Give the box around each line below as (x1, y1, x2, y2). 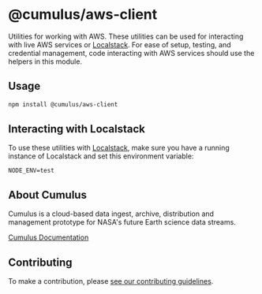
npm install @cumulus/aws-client (8, 100, 118, 108)
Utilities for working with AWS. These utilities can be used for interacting (8, 32, 244, 41)
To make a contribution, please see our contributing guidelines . (8, 277, 214, 286)
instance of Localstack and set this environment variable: (8, 151, 194, 161)
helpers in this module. (8, 57, 83, 66)
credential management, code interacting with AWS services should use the (8, 48, 255, 58)
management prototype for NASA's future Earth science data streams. (8, 218, 237, 227)
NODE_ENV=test (8, 167, 55, 175)
